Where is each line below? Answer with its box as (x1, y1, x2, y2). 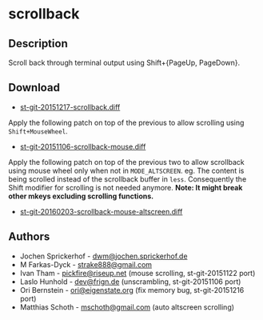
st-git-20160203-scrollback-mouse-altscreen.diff (19, 206, 183, 216)
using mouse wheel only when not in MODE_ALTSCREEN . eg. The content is (8, 166, 245, 175)
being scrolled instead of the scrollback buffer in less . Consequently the (8, 174, 247, 184)
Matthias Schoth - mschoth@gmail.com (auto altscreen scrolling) (19, 302, 234, 312)
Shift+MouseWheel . (8, 126, 68, 136)
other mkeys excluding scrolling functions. (8, 191, 154, 201)
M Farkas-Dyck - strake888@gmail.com (19, 259, 153, 269)
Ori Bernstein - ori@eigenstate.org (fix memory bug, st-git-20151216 (19, 285, 245, 294)
